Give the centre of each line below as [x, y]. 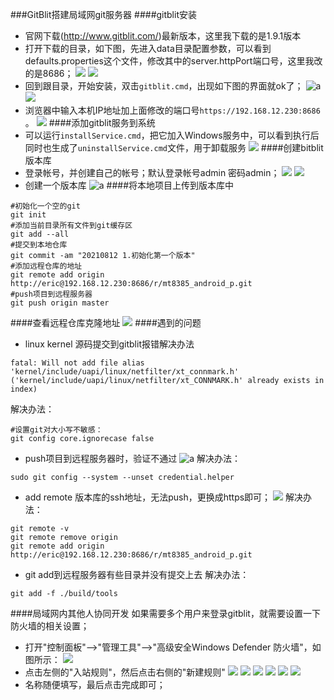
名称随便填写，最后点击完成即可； [95, 684]
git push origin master [60, 303]
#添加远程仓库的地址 [46, 266]
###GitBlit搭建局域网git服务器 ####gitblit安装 [103, 14]
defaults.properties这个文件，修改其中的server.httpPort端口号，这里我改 [173, 61]
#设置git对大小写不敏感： [56, 430]
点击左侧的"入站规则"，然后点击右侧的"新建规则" [125, 672]
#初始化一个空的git [45, 206]
